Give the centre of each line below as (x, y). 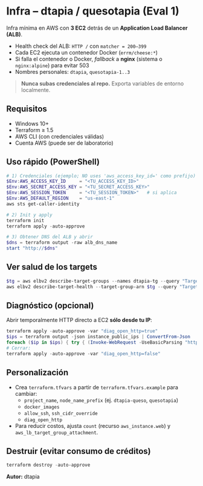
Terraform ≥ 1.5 (34, 130)
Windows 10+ (32, 123)
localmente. (36, 90)
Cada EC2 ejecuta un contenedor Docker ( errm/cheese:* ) (86, 52)
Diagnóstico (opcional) (50, 306)
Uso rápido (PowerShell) (53, 162)
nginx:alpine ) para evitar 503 (52, 65)
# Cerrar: (19, 348)
